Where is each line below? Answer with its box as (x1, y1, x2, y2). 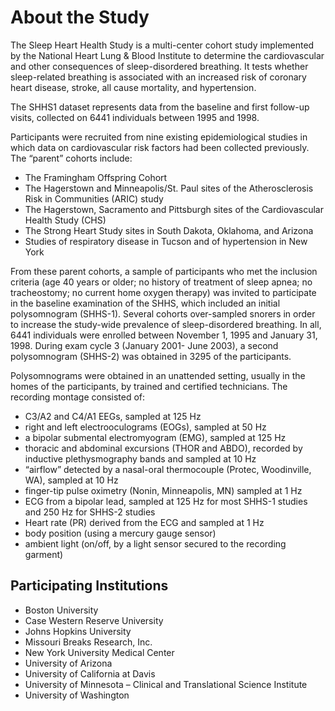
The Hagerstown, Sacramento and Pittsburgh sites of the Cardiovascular (24, 203, 324, 215)
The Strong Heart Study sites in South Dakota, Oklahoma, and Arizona (24, 224, 314, 236)
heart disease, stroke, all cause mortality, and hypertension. (10, 81, 257, 93)
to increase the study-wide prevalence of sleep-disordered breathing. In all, (10, 318, 322, 330)
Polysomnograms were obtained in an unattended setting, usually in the (10, 369, 306, 381)
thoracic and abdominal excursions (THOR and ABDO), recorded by (24, 442, 303, 454)
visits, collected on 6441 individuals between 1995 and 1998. (10, 111, 260, 123)
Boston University (24, 604, 99, 616)
